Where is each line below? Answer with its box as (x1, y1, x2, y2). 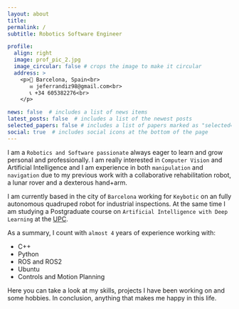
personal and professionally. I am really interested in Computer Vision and (7, 156, 223, 164)
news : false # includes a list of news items (7, 109, 148, 116)
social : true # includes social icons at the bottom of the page (7, 129, 208, 136)
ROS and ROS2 (17, 257, 63, 266)
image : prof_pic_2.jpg (14, 56, 81, 64)
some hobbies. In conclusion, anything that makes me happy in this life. (7, 293, 217, 302)
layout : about (7, 10, 50, 18)
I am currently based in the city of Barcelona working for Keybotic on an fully (7, 192, 232, 200)
